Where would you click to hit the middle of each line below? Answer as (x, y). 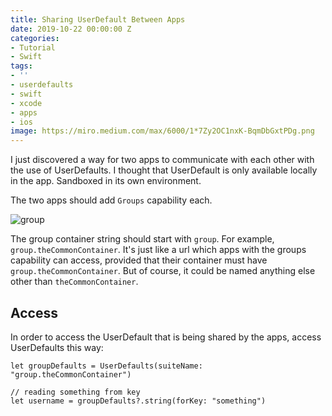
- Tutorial (33, 47)
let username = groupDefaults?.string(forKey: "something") (138, 401)
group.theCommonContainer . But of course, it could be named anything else (163, 271)
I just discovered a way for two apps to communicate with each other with (162, 160)
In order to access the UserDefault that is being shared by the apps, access (166, 337)
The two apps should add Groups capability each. (111, 200)
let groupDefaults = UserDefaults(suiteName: (106, 366)
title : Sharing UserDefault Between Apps (98, 19)
